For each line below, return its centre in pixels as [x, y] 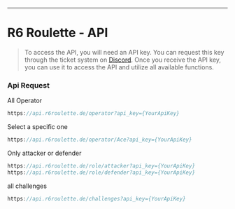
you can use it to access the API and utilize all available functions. [119, 67]
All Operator [25, 101]
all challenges [27, 186]
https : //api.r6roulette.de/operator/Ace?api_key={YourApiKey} [100, 140]
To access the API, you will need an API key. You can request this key [124, 52]
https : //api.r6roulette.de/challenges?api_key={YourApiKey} [97, 198]
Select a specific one [37, 127]
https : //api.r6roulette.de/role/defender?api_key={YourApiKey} [101, 173]
